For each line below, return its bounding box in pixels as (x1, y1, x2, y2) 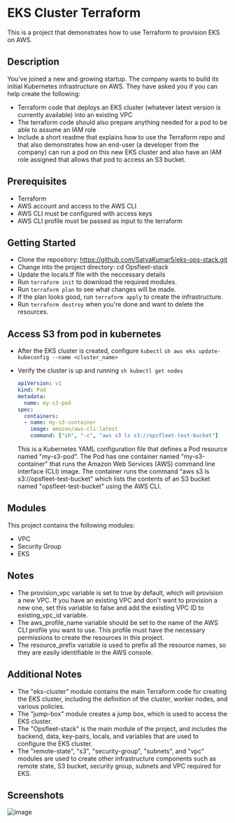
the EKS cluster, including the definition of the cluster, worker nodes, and (17, 695, 228, 703)
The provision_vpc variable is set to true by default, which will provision (17, 588, 223, 597)
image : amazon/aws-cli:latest (30, 426, 118, 433)
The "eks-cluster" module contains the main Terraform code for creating (17, 687, 227, 695)
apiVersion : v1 (17, 380, 62, 387)
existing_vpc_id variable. (17, 610, 88, 619)
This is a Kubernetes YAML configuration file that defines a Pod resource (17, 445, 227, 453)
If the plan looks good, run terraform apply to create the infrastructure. (17, 293, 223, 301)
